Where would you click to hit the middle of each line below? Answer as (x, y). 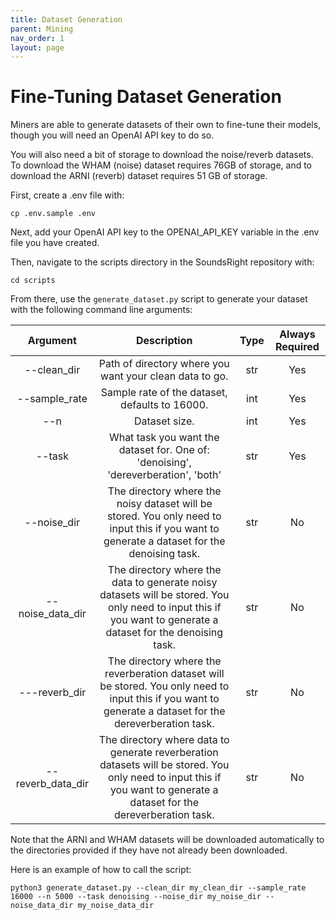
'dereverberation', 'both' (164, 475)
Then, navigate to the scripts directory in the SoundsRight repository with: (162, 262)
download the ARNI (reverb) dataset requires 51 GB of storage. (139, 176)
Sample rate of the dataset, (164, 393)
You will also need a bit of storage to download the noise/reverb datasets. (162, 155)
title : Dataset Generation (66, 19)
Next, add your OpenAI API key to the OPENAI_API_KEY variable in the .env (165, 232)
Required (297, 347)
